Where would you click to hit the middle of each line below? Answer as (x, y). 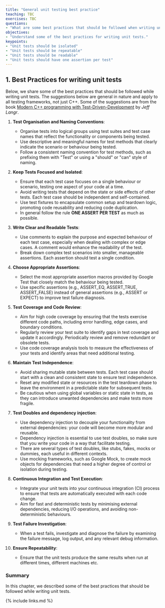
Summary (18, 575)
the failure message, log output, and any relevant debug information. (89, 539)
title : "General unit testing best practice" (53, 10)
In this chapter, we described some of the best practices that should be (78, 586)
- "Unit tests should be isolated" (42, 46)
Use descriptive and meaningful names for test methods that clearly (88, 142)
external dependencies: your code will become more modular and (86, 428)
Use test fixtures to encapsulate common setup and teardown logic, (88, 203)
